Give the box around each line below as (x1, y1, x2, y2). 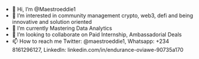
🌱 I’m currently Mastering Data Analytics (11, 24, 113, 32)
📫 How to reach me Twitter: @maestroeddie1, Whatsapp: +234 (11, 38, 169, 45)
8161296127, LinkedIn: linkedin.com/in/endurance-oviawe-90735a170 (11, 46, 184, 53)
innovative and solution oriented (11, 18, 92, 25)
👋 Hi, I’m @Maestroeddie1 (11, 6, 76, 13)
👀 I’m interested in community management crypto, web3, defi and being (11, 12, 194, 19)
